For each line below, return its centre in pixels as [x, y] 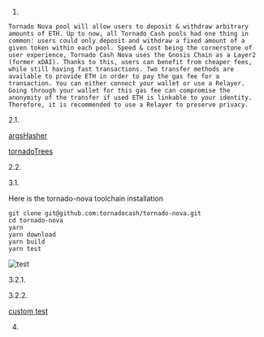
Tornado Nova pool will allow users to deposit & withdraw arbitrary [129, 27]
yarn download [32, 235]
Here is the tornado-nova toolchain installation [86, 199]
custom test [28, 311]
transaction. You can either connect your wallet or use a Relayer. [127, 84]
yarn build [27, 242]
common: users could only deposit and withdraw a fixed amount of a [127, 41]
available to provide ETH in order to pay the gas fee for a [114, 76]
